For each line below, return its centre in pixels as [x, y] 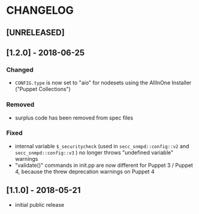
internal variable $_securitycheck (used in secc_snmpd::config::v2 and [102, 146]
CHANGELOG [40, 10]
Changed [20, 69]
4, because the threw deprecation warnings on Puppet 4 [85, 172]
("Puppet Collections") [43, 89]
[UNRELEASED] [35, 33]
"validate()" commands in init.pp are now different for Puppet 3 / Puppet [104, 165]
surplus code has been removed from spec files [74, 118]
